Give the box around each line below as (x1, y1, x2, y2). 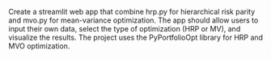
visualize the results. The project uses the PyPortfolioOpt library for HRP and (8, 32, 264, 42)
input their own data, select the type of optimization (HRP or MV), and (8, 24, 241, 33)
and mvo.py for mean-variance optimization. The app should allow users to (8, 15, 259, 25)
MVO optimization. (8, 41, 70, 51)
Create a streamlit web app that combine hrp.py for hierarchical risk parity (8, 7, 256, 16)
